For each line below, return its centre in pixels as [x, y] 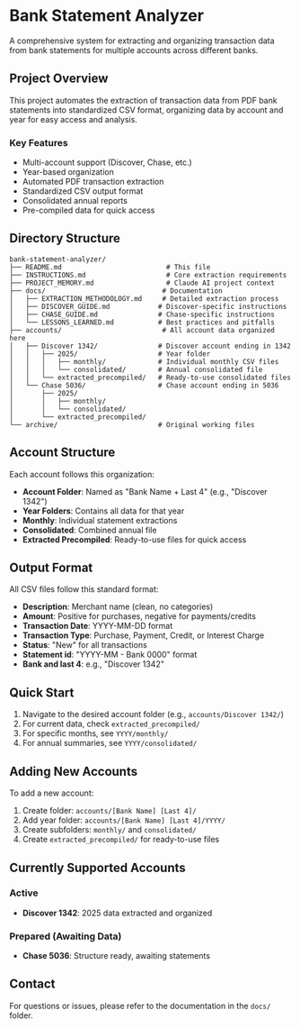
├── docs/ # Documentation [116, 291]
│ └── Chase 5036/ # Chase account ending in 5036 [144, 385]
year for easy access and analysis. [73, 119]
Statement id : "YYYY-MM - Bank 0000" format [110, 655]
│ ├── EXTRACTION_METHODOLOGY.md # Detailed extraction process [144, 298]
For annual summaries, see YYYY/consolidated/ [110, 743]
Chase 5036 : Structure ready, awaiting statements [116, 956]
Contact [32, 984]
